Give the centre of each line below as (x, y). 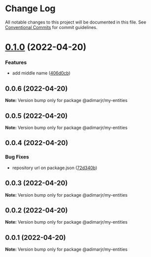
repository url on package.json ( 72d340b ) (55, 168)
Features (16, 63)
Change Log (30, 9)
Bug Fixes (17, 157)
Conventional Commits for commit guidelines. (51, 27)
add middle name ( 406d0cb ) (41, 73)
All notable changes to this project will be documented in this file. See (76, 22)
